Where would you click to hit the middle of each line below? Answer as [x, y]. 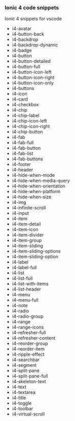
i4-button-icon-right [33, 78]
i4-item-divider [28, 235]
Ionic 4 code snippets [32, 8]
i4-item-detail [26, 224]
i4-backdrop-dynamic [35, 45]
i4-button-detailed [31, 61]
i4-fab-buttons [28, 159]
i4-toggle [22, 403]
